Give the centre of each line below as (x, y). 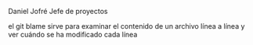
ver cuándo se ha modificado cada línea (73, 35)
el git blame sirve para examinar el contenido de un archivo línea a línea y (127, 26)
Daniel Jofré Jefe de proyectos (58, 11)
